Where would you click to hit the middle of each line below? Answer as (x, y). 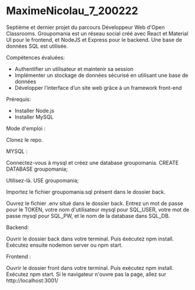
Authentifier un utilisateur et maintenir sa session (74, 69)
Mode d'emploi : (26, 128)
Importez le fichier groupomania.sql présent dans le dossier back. (86, 192)
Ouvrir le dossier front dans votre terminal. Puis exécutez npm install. (90, 268)
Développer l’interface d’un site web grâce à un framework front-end (98, 87)
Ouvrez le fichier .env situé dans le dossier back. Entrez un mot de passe (95, 203)
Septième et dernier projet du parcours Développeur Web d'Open (85, 27)
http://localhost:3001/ (32, 280)
